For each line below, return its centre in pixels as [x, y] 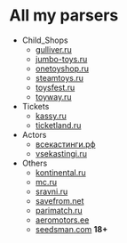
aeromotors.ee [62, 220]
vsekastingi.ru [61, 153]
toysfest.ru [55, 87]
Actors [34, 134]
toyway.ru [53, 97]
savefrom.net [60, 200]
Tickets [36, 106]
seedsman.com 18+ [71, 229]
